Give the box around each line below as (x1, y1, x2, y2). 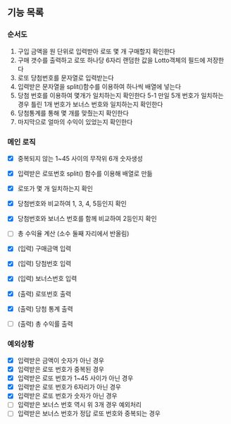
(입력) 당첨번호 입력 (17, 260, 72, 268)
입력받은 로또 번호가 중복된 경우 (17, 365, 104, 374)
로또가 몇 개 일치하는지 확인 (17, 184, 94, 193)
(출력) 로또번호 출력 (17, 289, 72, 298)
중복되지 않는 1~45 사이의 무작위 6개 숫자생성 (17, 154, 143, 162)
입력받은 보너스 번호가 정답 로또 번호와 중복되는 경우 (17, 409, 161, 418)
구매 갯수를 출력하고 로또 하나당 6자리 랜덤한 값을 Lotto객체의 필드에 (17, 56, 206, 64)
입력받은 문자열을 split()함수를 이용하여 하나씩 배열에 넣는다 (17, 82, 182, 90)
